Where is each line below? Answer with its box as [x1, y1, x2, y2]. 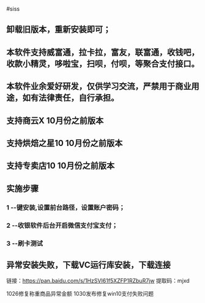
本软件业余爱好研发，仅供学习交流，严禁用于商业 [6, 81, 192, 92]
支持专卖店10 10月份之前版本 [6, 161, 115, 171]
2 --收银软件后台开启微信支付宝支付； [6, 221, 118, 230]
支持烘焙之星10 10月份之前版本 [6, 137, 123, 148]
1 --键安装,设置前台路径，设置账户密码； [6, 203, 125, 211]
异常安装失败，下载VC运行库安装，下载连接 [6, 260, 171, 270]
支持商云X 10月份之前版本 [6, 115, 104, 126]
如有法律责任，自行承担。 [22, 93, 119, 103]
